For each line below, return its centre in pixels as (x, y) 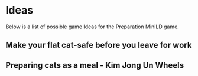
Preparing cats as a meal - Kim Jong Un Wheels (95, 65)
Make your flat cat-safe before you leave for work (99, 45)
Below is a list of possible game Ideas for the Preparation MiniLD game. (92, 27)
